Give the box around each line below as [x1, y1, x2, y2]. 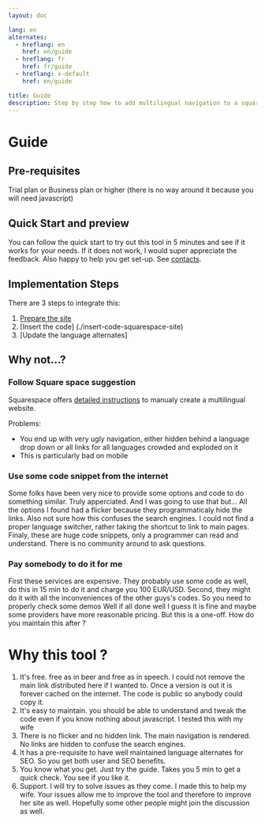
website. [8, 403, 36, 413]
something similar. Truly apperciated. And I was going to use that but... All [8, 496, 248, 506]
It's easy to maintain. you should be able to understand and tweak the [19, 706, 247, 715]
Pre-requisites [8, 164, 80, 178]
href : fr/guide [22, 62, 73, 71]
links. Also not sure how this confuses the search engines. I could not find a [8, 513, 254, 522]
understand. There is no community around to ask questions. [8, 538, 207, 548]
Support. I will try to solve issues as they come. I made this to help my [19, 782, 247, 791]
